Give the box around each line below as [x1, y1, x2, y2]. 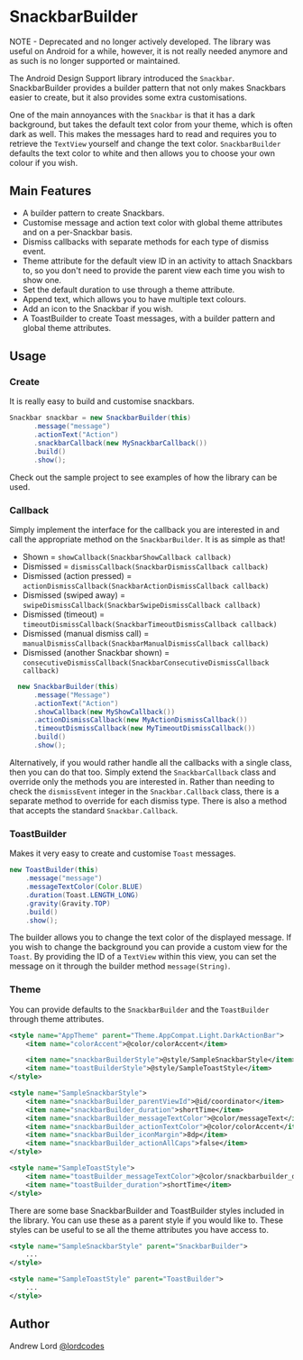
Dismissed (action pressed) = [22, 570, 133, 581]
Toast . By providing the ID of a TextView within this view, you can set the [9, 951, 277, 962]
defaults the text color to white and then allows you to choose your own [9, 147, 276, 159]
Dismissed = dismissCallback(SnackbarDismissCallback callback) [22, 561, 269, 572]
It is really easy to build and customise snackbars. [9, 396, 196, 407]
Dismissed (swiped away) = [22, 589, 126, 601]
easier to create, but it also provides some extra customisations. [9, 92, 248, 103]
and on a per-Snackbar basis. [22, 226, 133, 237]
